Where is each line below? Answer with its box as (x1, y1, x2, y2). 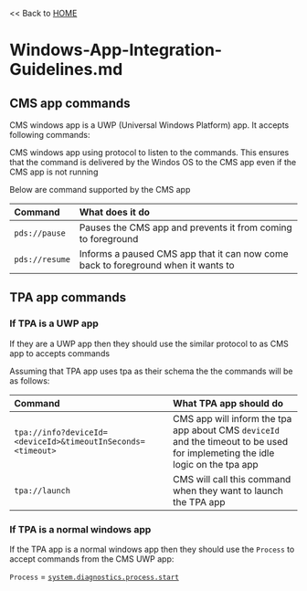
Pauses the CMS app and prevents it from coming (79, 221, 292, 234)
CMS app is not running (9, 166, 99, 177)
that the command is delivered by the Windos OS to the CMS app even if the (9, 157, 297, 167)
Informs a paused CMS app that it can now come (79, 248, 290, 259)
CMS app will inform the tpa (173, 412, 292, 425)
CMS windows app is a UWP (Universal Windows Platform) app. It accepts (9, 120, 290, 131)
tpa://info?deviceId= (14, 427, 108, 438)
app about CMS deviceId (173, 424, 281, 437)
